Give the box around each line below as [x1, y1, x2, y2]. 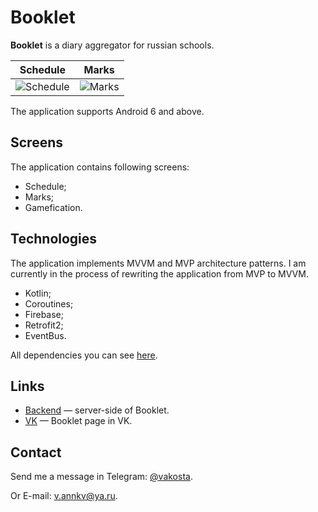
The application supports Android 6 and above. [10, 105, 205, 117]
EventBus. [24, 329, 67, 341]
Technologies [10, 231, 98, 248]
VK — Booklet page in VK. [24, 415, 133, 427]
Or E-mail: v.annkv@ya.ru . [10, 490, 118, 502]
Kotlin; [24, 287, 52, 299]
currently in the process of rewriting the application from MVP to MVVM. [10, 267, 309, 280]
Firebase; [24, 308, 64, 320]
